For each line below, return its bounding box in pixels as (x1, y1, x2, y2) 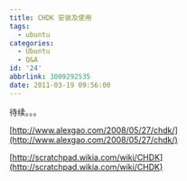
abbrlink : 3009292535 (9, 72, 91, 81)
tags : (9, 22, 30, 31)
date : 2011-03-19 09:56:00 (9, 81, 111, 90)
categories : (9, 38, 54, 48)
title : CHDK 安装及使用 (9, 13, 92, 23)
